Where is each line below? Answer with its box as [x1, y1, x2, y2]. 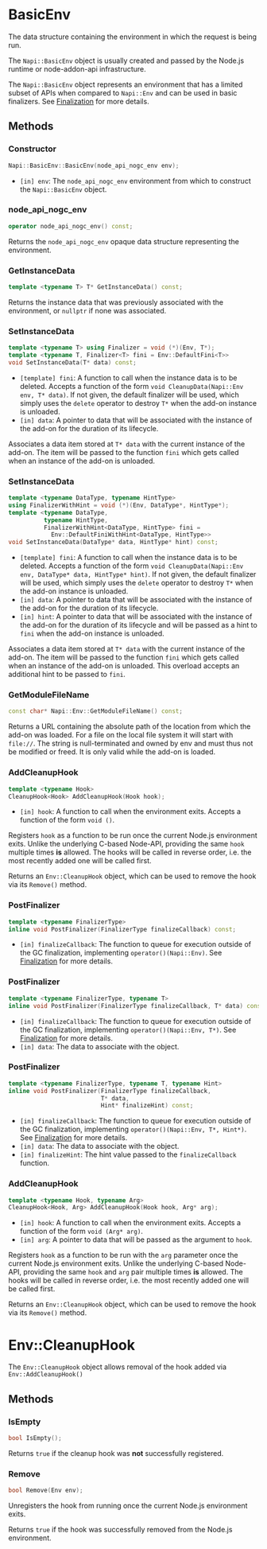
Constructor [8, 143, 57, 154]
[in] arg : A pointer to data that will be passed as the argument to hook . [19, 1235, 253, 1244]
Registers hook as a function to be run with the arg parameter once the [8, 1251, 238, 1260]
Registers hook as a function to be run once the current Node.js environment [8, 831, 257, 840]
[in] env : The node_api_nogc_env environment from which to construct [19, 176, 252, 185]
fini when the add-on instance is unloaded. [19, 629, 164, 638]
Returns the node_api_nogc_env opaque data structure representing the [8, 236, 240, 246]
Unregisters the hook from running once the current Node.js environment [8, 1501, 248, 1511]
